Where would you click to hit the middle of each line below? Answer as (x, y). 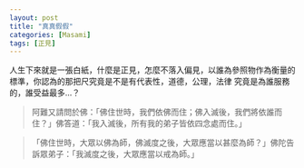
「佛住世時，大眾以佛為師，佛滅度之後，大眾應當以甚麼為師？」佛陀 (159, 143)
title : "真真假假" (42, 26)
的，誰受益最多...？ (45, 93)
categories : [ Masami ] (50, 35)
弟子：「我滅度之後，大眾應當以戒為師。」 (123, 154)
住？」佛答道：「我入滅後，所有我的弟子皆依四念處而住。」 (139, 124)
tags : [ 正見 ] (33, 43)
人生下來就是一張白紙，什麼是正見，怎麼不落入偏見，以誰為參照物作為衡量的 (152, 70)
